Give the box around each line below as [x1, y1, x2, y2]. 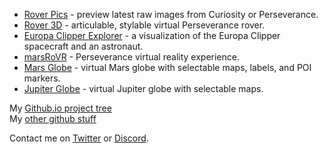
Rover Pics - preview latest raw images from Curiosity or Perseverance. [23, 9, 319, 20]
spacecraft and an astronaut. [23, 40, 144, 52]
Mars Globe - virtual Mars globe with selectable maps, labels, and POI [23, 62, 312, 73]
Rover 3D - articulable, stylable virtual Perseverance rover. [23, 19, 266, 31]
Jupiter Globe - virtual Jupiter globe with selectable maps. [23, 83, 264, 94]
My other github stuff [9, 113, 97, 124]
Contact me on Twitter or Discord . [9, 132, 149, 144]
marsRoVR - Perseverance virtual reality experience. [23, 51, 240, 63]
